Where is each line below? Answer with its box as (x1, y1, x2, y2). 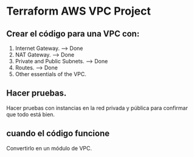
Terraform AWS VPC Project (6, 4, 151, 18)
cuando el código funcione (6, 128, 110, 139)
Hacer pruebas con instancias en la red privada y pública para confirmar (6, 104, 189, 111)
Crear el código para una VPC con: (6, 29, 140, 39)
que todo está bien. (6, 111, 55, 118)
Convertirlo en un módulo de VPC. (6, 144, 92, 152)
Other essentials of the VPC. (15, 71, 86, 77)
